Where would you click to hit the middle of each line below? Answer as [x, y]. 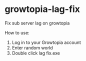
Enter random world [32, 47]
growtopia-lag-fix [42, 9]
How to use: [17, 32]
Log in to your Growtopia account [46, 42]
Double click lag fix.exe [36, 53]
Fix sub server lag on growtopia [37, 23]
